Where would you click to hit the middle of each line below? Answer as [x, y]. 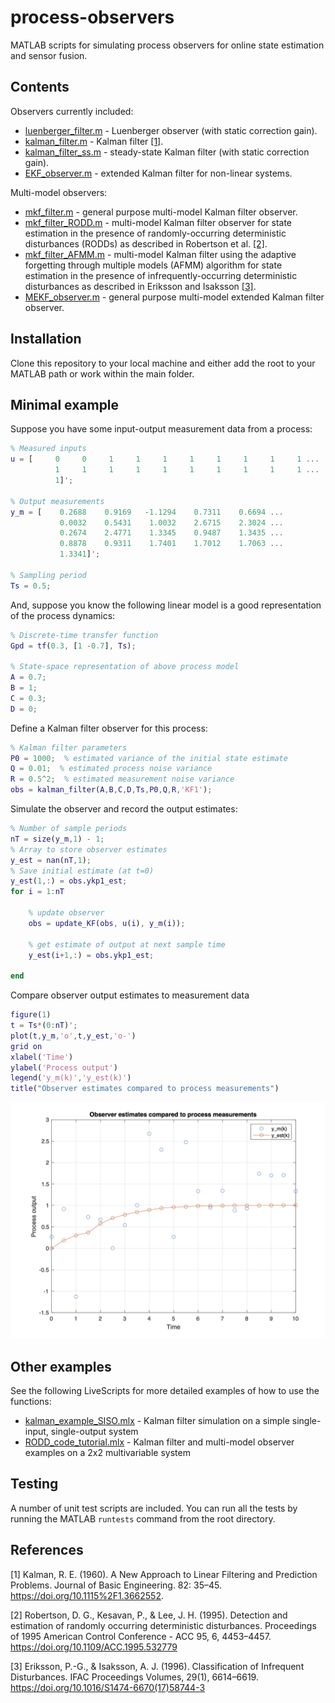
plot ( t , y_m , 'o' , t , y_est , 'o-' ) [73, 1036]
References [47, 1550]
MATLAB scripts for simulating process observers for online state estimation [167, 45]
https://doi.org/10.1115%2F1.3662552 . [87, 1595]
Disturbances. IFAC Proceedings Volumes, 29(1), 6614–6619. [134, 1677]
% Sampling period [48, 575]
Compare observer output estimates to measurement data [130, 995]
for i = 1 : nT [37, 892]
